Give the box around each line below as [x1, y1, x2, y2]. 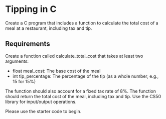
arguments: [5, 58, 29, 64]
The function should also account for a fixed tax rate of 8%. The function [5, 88, 156, 94]
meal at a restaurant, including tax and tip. [5, 25, 92, 31]
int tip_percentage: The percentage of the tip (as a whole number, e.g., [12, 73, 159, 79]
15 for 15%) [12, 78, 36, 84]
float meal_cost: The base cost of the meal [12, 68, 101, 74]
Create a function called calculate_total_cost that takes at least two [5, 53, 143, 59]
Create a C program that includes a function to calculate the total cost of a [5, 20, 159, 26]
